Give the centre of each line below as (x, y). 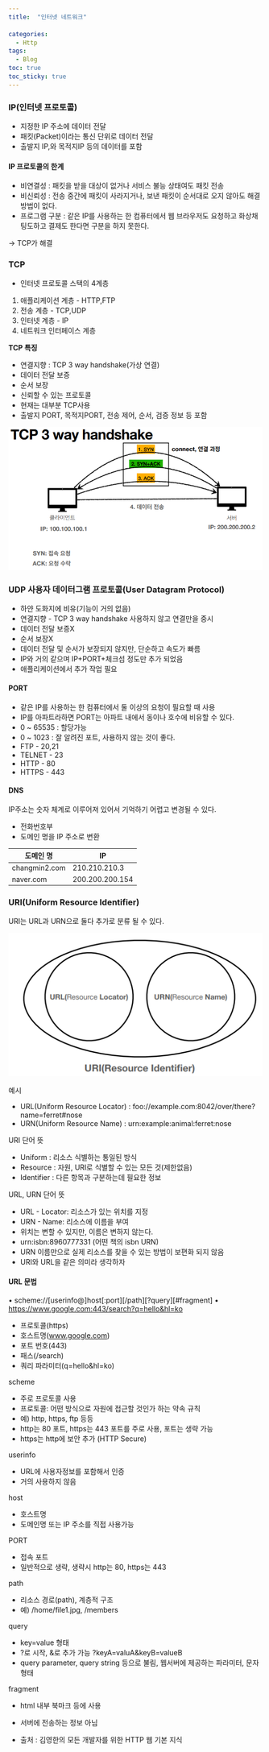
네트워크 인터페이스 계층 (58, 330)
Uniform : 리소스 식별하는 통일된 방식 (79, 1157)
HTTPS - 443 (42, 772)
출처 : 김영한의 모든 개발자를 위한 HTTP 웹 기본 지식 (101, 1740)
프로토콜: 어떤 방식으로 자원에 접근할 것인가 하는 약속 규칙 (110, 1409)
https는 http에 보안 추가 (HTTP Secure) (83, 1439)
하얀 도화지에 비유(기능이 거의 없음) (75, 609)
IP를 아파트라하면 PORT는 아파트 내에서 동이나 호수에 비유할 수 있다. (127, 717)
